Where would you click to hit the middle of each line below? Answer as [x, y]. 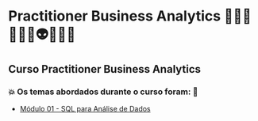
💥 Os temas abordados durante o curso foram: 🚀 [103, 92]
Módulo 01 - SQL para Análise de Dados [85, 108]
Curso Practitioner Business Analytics [104, 69]
